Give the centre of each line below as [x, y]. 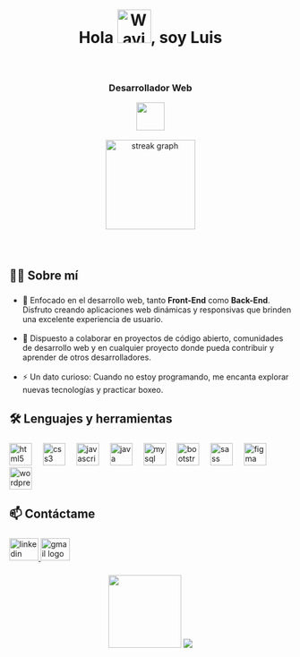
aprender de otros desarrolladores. [87, 357]
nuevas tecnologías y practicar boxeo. [93, 389]
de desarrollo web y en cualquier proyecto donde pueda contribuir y [148, 347]
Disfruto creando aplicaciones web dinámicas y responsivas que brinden [157, 310]
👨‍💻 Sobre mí [44, 275]
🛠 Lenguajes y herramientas [91, 419]
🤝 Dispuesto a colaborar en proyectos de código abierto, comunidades [153, 338]
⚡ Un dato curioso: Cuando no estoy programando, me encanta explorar [155, 377]
